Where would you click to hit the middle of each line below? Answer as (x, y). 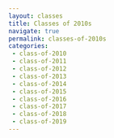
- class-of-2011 (39, 62)
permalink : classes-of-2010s (57, 39)
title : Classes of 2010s (50, 24)
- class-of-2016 (39, 99)
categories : (28, 46)
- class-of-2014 (39, 84)
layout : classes (36, 16)
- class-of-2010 (39, 54)
